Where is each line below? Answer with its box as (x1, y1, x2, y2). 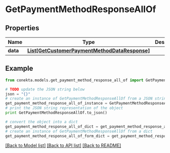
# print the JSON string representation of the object (5, 106, 123, 111)
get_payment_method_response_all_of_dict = (5, 124, 99, 129)
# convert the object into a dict (5, 119, 78, 124)
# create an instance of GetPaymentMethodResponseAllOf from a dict (5, 129, 153, 134)
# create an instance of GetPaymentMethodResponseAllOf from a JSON (5, 96, 153, 101)
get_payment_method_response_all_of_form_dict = (5, 133, 110, 138)
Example (5, 64, 33, 73)
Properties (5, 24, 39, 32)
